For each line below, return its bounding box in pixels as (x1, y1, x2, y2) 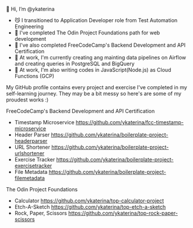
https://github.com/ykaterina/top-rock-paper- (68, 210, 178, 216)
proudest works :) (6, 96, 49, 103)
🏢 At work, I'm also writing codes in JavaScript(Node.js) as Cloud (14, 66, 171, 73)
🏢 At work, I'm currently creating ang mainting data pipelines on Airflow (14, 54, 187, 61)
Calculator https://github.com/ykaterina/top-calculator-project (14, 197, 164, 204)
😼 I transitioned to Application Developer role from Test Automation (14, 17, 178, 23)
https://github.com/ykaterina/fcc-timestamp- (75, 119, 184, 125)
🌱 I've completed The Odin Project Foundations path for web (14, 29, 160, 36)
